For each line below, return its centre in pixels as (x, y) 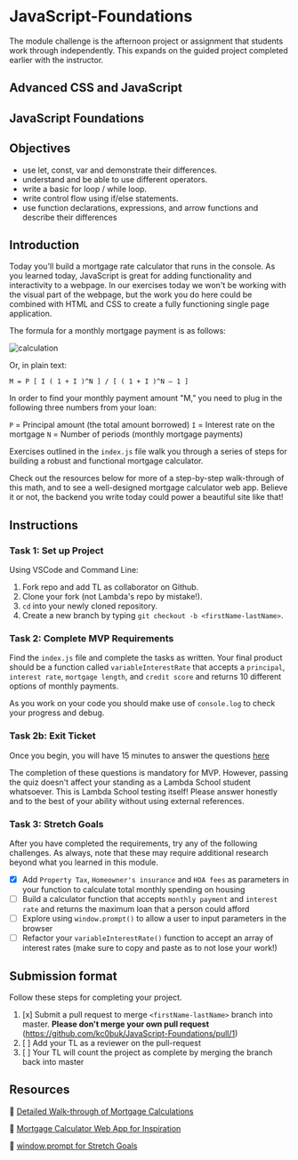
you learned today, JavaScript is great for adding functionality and (130, 276)
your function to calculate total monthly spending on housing (133, 889)
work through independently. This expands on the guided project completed (149, 50)
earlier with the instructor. (56, 60)
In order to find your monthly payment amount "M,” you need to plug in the (146, 399)
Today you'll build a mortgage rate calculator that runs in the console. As (142, 266)
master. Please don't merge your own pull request (116, 1024)
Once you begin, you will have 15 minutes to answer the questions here (139, 755)
